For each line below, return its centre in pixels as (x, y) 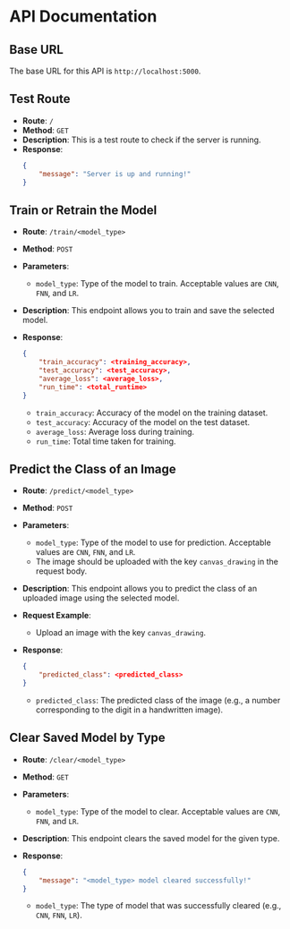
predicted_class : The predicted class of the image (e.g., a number (158, 700)
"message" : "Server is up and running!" (115, 174)
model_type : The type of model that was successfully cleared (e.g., (158, 906)
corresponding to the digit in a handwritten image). (129, 710)
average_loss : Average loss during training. (115, 431)
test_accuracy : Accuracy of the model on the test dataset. (143, 422)
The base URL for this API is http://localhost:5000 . (105, 71)
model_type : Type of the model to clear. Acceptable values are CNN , (158, 811)
